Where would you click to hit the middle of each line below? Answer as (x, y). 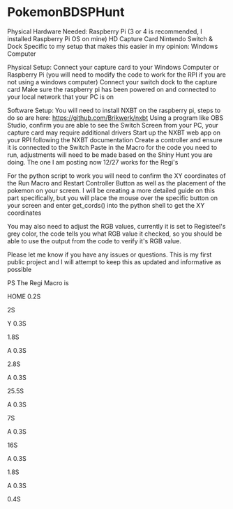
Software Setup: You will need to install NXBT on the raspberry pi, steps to (114, 110)
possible (20, 269)
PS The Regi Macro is (38, 282)
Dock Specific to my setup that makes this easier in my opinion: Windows (113, 46)
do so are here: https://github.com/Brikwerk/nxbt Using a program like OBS (115, 117)
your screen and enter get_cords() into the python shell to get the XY (106, 205)
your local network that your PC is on (60, 97)
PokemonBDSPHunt (66, 12)
